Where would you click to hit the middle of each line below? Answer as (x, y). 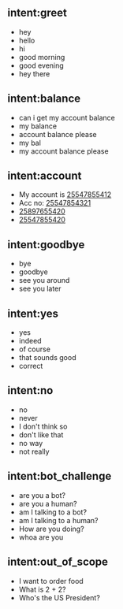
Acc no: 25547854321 (55, 203)
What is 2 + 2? (42, 589)
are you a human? (48, 503)
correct (31, 366)
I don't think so (43, 426)
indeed (30, 341)
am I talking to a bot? (53, 512)
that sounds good (47, 358)
